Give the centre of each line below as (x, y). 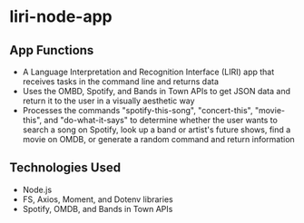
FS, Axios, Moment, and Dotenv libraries (98, 199)
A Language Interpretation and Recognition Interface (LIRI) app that (148, 72)
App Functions (52, 50)
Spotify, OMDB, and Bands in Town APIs (98, 208)
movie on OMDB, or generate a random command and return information (158, 139)
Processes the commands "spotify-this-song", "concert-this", (137, 110)
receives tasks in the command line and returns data (121, 82)
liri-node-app (61, 17)
